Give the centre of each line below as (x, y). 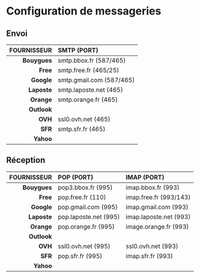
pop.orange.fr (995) (86, 226)
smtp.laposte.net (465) (90, 90)
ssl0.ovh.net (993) (152, 246)
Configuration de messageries (84, 11)
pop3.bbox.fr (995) (85, 187)
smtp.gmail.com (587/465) (96, 80)
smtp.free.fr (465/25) (89, 70)
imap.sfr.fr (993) (149, 256)
